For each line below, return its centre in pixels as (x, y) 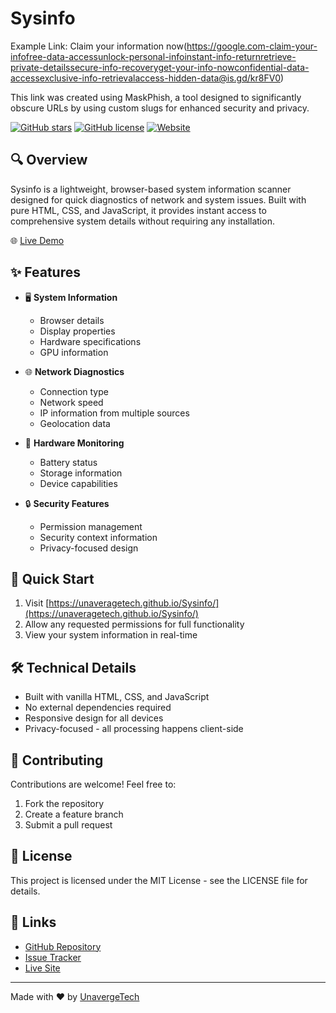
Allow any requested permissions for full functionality (134, 624)
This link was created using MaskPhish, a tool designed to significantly (156, 97)
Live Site (42, 968)
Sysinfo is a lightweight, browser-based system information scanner (151, 189)
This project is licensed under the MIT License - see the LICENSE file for (159, 880)
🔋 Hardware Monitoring (74, 443)
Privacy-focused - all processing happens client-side (134, 729)
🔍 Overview (49, 160)
